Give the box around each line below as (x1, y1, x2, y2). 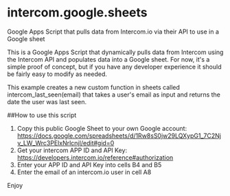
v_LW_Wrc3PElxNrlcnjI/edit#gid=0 (16, 138, 115, 147)
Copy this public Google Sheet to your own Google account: (16, 124, 187, 132)
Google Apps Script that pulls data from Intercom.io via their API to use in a (7, 27, 220, 36)
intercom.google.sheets (7, 5, 148, 21)
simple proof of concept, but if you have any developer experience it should (7, 62, 222, 71)
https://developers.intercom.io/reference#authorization (16, 153, 174, 162)
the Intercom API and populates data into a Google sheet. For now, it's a (7, 55, 210, 63)
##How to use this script (7, 111, 77, 119)
